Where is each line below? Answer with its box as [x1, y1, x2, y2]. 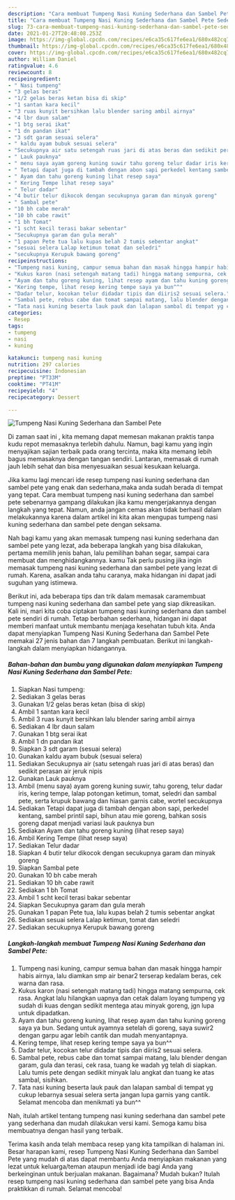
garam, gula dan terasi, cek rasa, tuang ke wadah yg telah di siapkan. [17, 1061, 218, 1069]
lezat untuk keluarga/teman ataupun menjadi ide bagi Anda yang [8, 1162, 193, 1171]
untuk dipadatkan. [17, 1009, 70, 1017]
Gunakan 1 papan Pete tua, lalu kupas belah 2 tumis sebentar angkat [17, 908, 215, 917]
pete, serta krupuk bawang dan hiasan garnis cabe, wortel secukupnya [17, 797, 222, 805]
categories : [8, 309, 43, 317]
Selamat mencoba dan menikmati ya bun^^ [17, 1098, 142, 1106]
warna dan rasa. [17, 979, 65, 987]
